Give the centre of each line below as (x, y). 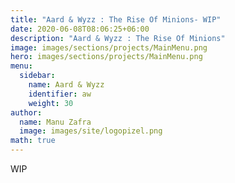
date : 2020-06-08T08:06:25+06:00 (80, 29)
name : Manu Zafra (55, 122)
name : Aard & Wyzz (66, 85)
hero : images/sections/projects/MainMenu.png (106, 57)
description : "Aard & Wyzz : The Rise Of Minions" (118, 38)
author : (26, 112)
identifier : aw (60, 94)
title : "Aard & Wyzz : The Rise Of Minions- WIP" (116, 19)
